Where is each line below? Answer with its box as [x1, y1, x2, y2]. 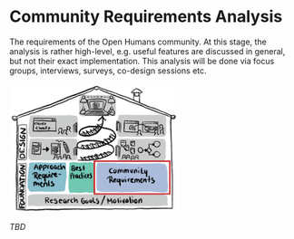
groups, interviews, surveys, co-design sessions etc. [9, 65, 207, 76]
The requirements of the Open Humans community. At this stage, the [9, 36, 268, 47]
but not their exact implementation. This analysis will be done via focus [9, 55, 275, 66]
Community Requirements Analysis [9, 6, 283, 27]
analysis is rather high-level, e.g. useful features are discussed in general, [9, 45, 286, 56]
